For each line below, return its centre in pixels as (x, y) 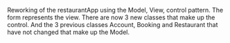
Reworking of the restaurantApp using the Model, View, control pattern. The (115, 10)
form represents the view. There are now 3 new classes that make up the (111, 17)
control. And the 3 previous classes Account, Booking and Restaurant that (113, 25)
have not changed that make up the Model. (69, 32)
